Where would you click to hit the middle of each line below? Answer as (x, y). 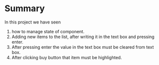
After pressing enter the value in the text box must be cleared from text (83, 47)
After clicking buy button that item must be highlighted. (67, 57)
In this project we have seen (33, 22)
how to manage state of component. (48, 31)
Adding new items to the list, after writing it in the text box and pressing (83, 37)
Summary (25, 9)
